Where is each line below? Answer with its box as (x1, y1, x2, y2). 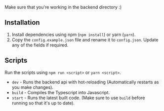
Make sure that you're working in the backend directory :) (4, 4, 122, 10)
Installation (4, 18, 40, 27)
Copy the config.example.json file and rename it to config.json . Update (11, 37, 159, 42)
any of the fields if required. (11, 42, 69, 48)
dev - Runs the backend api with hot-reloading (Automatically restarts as (11, 79, 159, 85)
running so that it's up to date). (11, 100, 75, 106)
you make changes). (11, 84, 54, 90)
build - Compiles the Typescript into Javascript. (11, 89, 110, 95)
